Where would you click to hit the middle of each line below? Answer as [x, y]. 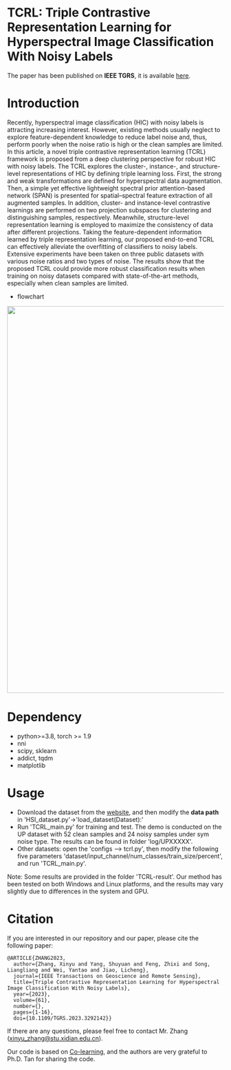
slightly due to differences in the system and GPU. [78, 891]
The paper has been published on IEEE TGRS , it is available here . [99, 75]
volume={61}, [32, 1000]
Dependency [45, 717]
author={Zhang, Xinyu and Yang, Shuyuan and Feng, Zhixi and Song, [112, 964]
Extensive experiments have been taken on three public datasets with [106, 254]
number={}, [29, 1006]
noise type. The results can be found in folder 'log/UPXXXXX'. [105, 841]
